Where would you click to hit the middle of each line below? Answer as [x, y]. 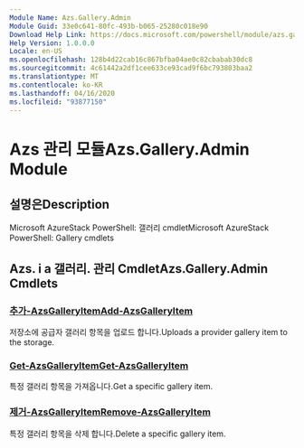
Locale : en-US [36, 51]
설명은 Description [60, 204]
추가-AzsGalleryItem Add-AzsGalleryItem [101, 311]
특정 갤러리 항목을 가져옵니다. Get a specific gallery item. [111, 387]
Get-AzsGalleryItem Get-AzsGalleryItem [99, 365]
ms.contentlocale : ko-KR [56, 85]
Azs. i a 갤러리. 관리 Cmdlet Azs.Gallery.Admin [139, 269]
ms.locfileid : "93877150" [58, 102]
